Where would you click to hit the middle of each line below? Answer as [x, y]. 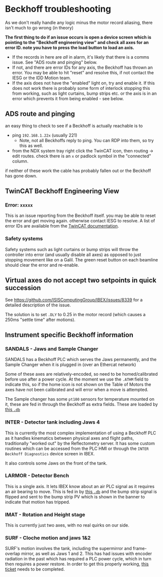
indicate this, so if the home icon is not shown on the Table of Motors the [78, 385]
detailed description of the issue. [38, 305]
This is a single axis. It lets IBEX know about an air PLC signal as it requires [80, 486]
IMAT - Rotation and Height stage [45, 514]
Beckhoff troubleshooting [58, 9]
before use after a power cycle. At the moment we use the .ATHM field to [77, 379]
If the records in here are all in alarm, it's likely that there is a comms [81, 57]
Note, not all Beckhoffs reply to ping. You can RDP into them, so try [87, 140]
